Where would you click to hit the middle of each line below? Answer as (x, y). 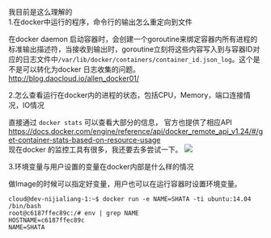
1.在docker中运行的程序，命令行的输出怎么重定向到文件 (100, 22)
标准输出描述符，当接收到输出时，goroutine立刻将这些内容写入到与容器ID (131, 49)
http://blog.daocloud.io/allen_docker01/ (74, 78)
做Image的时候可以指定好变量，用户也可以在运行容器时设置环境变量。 (125, 184)
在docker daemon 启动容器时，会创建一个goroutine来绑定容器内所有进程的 (133, 39)
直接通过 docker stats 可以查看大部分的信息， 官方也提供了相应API (121, 122)
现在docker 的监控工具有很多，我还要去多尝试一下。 (95, 149)
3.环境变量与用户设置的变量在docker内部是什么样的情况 (101, 167)
